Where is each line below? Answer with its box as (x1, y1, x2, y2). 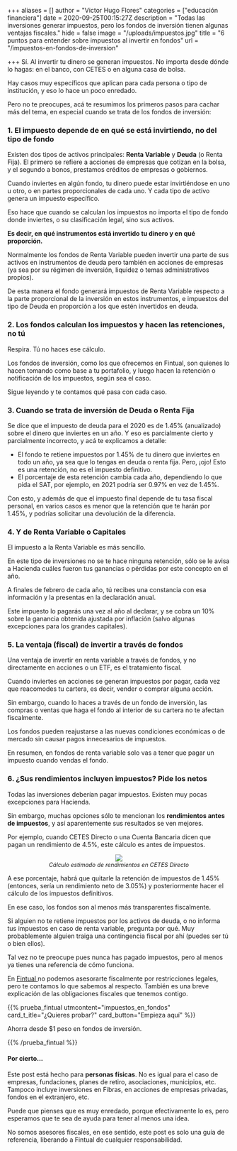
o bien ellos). (7, 939, 45, 947)
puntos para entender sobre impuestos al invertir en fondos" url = (7, 36, 199, 45)
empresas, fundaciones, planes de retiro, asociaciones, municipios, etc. (7, 1077, 216, 1086)
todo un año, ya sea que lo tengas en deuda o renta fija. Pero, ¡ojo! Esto (17, 457, 226, 466)
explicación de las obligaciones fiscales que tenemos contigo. (7, 989, 189, 998)
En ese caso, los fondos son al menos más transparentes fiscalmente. (7, 902, 211, 911)
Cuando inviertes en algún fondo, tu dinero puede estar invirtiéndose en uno (7, 179, 230, 187)
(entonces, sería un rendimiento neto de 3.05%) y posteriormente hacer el (7, 881, 224, 890)
